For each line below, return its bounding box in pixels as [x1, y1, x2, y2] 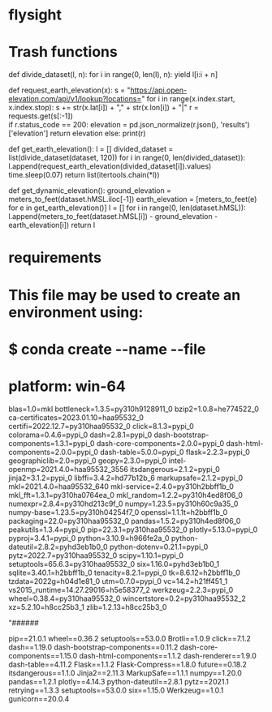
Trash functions [8, 43, 118, 62]
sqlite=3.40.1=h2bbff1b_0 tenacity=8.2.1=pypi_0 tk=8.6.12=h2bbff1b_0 [8, 568, 241, 577]
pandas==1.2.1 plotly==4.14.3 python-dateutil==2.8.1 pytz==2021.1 [8, 676, 229, 686]
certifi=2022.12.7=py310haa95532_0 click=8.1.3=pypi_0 [8, 421, 195, 431]
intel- [168, 456, 187, 465]
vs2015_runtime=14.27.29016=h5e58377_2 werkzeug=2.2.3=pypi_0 [8, 585, 234, 594]
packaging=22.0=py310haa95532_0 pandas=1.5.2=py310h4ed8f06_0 [8, 516, 241, 525]
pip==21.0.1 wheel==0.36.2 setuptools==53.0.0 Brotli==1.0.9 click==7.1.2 [8, 633, 252, 643]
